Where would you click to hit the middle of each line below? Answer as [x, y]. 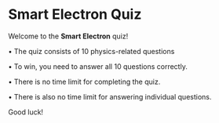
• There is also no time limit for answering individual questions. [110, 96]
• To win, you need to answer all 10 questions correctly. [98, 66]
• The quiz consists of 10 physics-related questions [91, 51]
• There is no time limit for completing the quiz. [84, 81]
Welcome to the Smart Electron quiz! [68, 36]
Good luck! [26, 112]
